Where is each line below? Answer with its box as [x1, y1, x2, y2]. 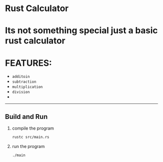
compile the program [12, 125, 54, 131]
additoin [12, 74, 30, 79]
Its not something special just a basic [5, 25, 158, 36]
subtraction [12, 79, 36, 85]
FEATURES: [5, 58, 52, 68]
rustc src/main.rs [12, 135, 49, 140]
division [12, 90, 30, 95]
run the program [12, 144, 45, 149]
